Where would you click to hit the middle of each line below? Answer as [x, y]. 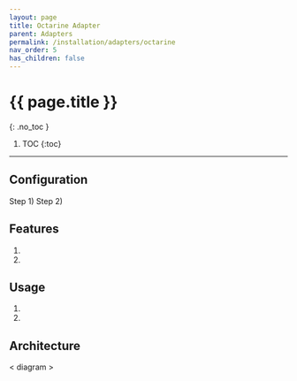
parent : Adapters [41, 34]
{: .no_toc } [29, 126]
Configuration [49, 180]
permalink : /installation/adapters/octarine [92, 42]
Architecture [45, 346]
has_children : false [47, 58]
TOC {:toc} [42, 143]
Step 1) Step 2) [36, 201]
